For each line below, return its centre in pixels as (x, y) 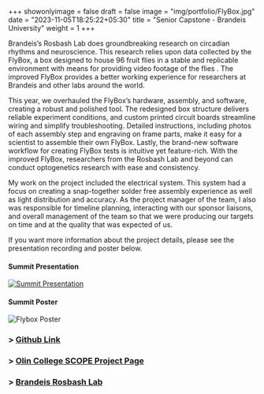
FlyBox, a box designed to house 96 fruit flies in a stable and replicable (123, 60)
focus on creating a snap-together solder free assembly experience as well (130, 191)
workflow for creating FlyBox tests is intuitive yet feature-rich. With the (123, 151)
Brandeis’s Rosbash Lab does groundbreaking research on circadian (119, 43)
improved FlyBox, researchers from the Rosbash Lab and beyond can (121, 159)
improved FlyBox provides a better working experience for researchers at (127, 77)
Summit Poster (33, 302)
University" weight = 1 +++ (52, 28)
